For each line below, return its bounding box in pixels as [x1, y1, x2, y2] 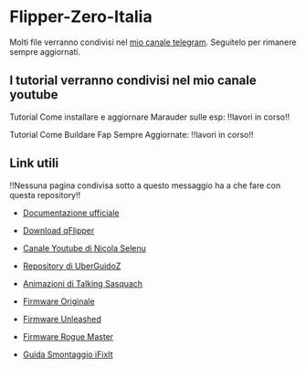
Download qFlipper [22, 225, 95, 236]
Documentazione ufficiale [22, 207, 120, 218]
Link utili [9, 155, 59, 171]
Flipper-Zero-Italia [9, 6, 153, 27]
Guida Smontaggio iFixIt [22, 349, 113, 360]
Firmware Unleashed [22, 313, 102, 324]
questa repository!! [9, 189, 81, 200]
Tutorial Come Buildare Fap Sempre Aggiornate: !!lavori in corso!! [9, 129, 254, 140]
